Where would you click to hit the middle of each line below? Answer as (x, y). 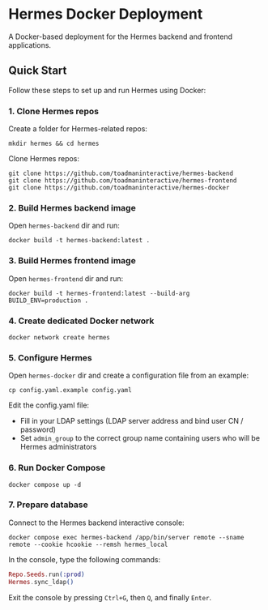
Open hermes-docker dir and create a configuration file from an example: (129, 375)
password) (38, 429)
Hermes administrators (58, 447)
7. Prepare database (49, 505)
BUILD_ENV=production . (49, 301)
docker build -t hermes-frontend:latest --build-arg (99, 293)
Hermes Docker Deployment (106, 14)
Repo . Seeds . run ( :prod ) (47, 574)
